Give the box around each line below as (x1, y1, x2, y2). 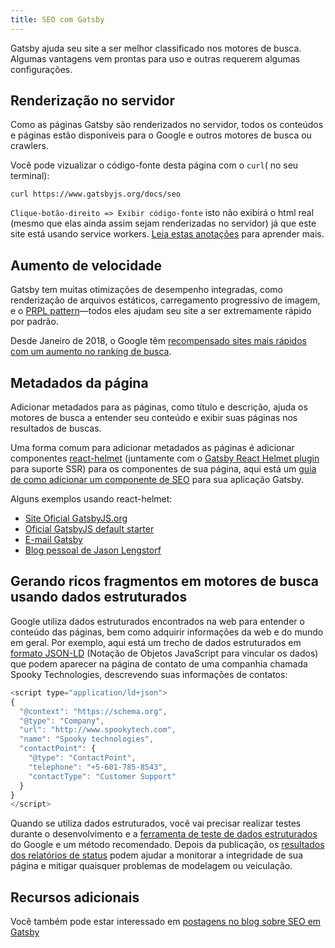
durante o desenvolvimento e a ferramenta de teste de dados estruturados (10, 828, 318, 840)
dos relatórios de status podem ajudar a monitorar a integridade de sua (10, 849, 304, 861)
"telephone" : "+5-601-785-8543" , (28, 762, 168, 772)
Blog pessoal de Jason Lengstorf (24, 544, 162, 556)
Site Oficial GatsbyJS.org (24, 512, 128, 525)
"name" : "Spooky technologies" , (19, 734, 155, 745)
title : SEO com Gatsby (10, 14, 105, 25)
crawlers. (10, 140, 49, 152)
